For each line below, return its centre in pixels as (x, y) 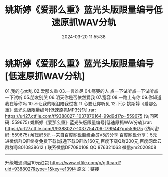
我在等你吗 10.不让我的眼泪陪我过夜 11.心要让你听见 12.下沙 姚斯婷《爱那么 (81, 103)
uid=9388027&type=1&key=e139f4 (41, 169)
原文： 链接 (88, 169)
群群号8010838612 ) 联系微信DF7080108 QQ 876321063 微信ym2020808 (81, 147)
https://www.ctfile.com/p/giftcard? (85, 162)
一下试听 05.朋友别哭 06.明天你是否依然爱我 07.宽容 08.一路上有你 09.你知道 (83, 97)
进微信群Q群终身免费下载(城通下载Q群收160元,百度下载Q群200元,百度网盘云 (83, 141)
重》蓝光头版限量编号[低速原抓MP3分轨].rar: (51, 110)
